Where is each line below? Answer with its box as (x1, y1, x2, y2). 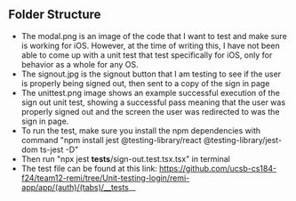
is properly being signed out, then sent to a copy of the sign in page (20, 77, 270, 88)
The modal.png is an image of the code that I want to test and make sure (20, 30, 288, 41)
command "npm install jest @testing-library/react (20, 134, 202, 145)
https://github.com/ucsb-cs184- (158, 163, 277, 173)
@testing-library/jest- (203, 134, 282, 145)
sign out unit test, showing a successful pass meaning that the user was (20, 97, 286, 108)
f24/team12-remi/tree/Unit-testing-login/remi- (20, 173, 190, 183)
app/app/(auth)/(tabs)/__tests (20, 181, 130, 192)
